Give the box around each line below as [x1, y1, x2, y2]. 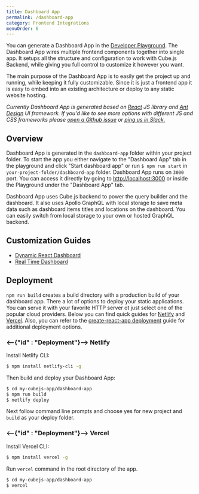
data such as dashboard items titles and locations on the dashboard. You [6, 206, 186, 213]
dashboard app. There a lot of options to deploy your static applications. [6, 297, 184, 305]
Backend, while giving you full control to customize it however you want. [6, 61, 184, 68]
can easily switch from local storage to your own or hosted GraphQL [6, 212, 174, 219]
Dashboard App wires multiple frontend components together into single [6, 49, 185, 56]
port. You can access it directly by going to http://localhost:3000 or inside [6, 175, 188, 182]
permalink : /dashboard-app [6, 14, 74, 20]
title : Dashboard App [6, 8, 60, 15]
